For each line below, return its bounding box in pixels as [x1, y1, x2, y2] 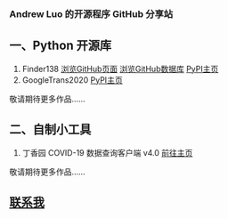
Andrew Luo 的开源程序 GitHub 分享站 [9, 7, 174, 20]
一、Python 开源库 [9, 38, 112, 53]
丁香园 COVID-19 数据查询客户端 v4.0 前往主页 [21, 147, 193, 157]
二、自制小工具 [9, 122, 92, 137]
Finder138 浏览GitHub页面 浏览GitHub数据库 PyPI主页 [21, 63, 219, 74]
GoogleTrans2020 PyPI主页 [21, 74, 123, 85]
